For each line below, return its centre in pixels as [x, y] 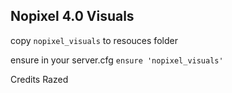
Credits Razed [39, 79]
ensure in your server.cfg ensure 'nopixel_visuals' [117, 60]
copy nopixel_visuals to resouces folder [94, 40]
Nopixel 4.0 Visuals [72, 16]
